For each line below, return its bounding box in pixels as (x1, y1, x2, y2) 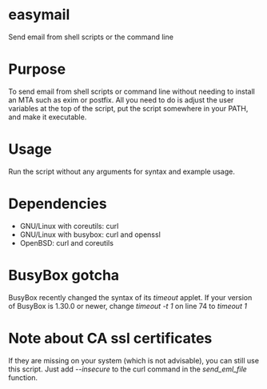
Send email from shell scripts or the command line (8, 32, 174, 42)
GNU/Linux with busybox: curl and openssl (19, 230, 161, 239)
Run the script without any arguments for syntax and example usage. (8, 166, 236, 176)
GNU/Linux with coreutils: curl (19, 221, 119, 231)
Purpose (8, 60, 66, 78)
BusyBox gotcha (8, 266, 120, 284)
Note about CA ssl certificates (8, 329, 213, 347)
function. (8, 372, 38, 382)
